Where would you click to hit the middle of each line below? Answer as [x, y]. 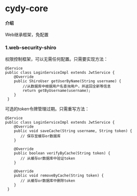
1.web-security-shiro [31, 48]
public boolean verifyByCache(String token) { [62, 153]
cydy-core [27, 9]
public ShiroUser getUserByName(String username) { [68, 81]
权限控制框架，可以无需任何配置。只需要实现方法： [57, 59]
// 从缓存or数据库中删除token [48, 181]
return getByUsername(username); [57, 90]
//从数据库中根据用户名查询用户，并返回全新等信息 [67, 86]
